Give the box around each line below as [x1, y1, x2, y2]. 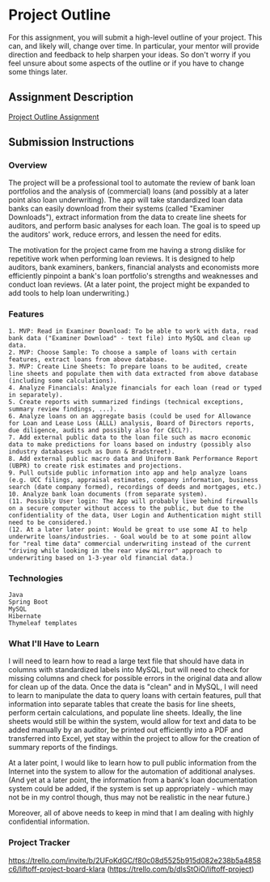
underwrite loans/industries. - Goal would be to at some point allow [8, 532, 251, 540]
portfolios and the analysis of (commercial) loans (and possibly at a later [8, 186, 249, 196]
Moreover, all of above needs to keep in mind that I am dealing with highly [8, 808, 255, 818]
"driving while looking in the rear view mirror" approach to [8, 547, 222, 555]
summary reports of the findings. [8, 743, 119, 752]
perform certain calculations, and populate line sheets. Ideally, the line [8, 708, 243, 718]
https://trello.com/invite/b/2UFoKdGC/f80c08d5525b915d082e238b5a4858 [8, 855, 261, 865]
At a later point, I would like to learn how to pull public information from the [8, 758, 257, 768]
